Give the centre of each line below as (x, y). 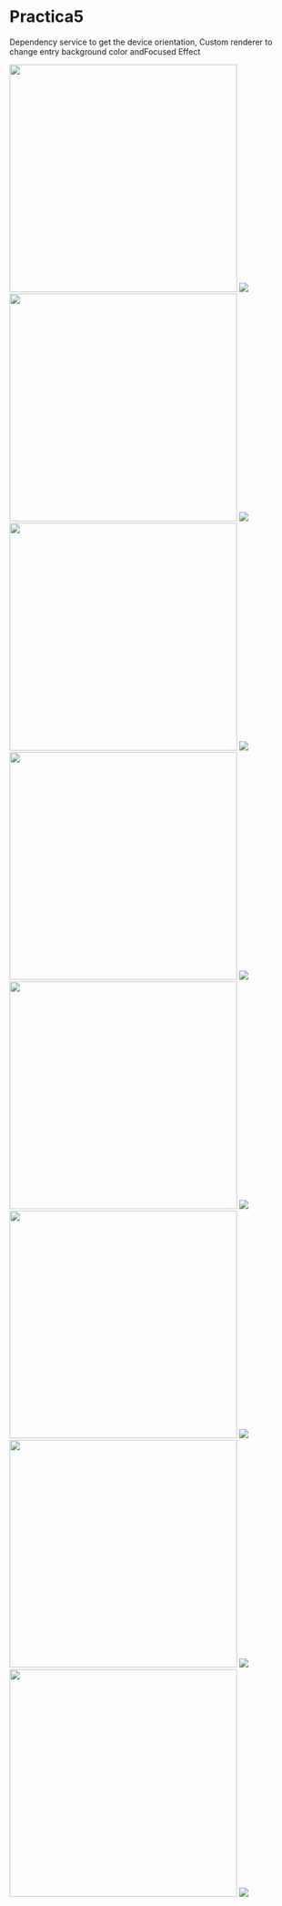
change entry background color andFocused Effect (105, 51)
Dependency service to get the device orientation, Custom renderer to (141, 42)
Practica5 (47, 17)
